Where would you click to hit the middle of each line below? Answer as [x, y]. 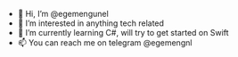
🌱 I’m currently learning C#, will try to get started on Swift [123, 33]
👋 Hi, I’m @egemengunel [63, 14]
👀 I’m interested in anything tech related [91, 23]
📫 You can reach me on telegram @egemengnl [105, 43]
